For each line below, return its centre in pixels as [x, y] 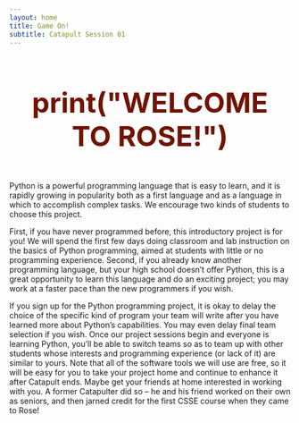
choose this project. [46, 215]
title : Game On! [39, 26]
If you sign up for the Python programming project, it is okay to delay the [143, 306]
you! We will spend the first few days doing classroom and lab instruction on [149, 241]
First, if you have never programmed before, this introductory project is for [146, 232]
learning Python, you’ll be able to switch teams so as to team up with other [146, 344]
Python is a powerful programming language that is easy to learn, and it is [145, 186]
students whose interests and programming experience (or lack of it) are [142, 353]
